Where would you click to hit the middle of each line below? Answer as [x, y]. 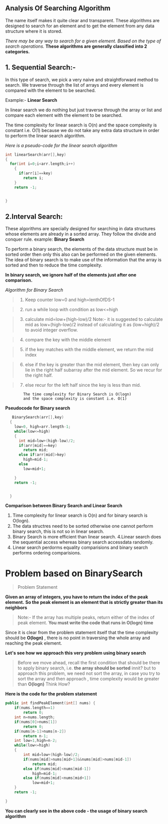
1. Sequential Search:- [40, 67]
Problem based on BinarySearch [74, 573]
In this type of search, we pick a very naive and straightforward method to [82, 80]
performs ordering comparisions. [47, 553]
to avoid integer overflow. [51, 330]
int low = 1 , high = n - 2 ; [36, 741]
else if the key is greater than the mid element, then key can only [92, 365]
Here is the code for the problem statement [51, 694]
